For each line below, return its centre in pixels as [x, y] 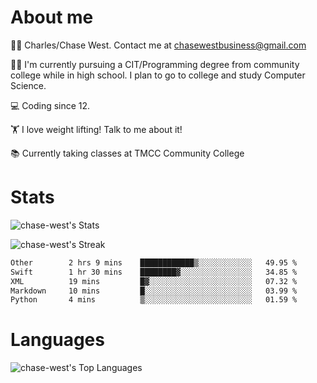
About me [52, 17]
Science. [28, 85]
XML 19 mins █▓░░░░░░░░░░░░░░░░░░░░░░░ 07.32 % [154, 281]
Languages [57, 340]
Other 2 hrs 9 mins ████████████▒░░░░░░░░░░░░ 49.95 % [154, 262]
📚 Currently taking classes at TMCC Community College [127, 153]
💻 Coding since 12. [50, 105]
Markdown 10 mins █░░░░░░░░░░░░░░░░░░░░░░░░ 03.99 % [154, 291]
